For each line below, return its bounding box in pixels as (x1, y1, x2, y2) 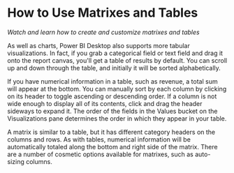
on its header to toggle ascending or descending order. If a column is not (7, 92, 217, 100)
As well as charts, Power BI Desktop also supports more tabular (7, 41, 190, 50)
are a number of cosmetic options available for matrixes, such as (7, 150, 193, 158)
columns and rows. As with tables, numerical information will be (7, 135, 191, 144)
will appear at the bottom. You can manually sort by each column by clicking (7, 84, 227, 93)
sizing (7, 157, 24, 165)
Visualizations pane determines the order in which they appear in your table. (7, 114, 227, 123)
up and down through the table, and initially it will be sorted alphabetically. (7, 63, 221, 72)
